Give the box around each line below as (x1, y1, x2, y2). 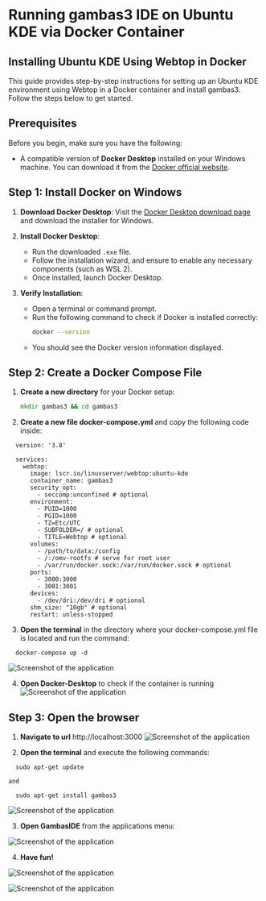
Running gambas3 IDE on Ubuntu (8, 6, 234, 24)
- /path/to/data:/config (37, 547, 121, 555)
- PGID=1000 (37, 512, 78, 521)
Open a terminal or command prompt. (31, 304, 157, 313)
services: (15, 455, 48, 464)
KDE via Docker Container (8, 23, 185, 41)
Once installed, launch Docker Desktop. (31, 272, 163, 282)
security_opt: (29, 484, 78, 492)
